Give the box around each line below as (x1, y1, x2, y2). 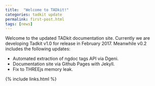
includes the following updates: (5, 46, 71, 52)
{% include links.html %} (5, 76, 57, 82)
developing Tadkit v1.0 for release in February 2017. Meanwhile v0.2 (5, 41, 147, 47)
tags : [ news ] (5, 21, 33, 27)
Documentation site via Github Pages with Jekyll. (12, 61, 115, 67)
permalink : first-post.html (5, 17, 65, 22)
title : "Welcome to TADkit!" (5, 7, 69, 13)
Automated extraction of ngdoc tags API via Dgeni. (12, 56, 119, 62)
